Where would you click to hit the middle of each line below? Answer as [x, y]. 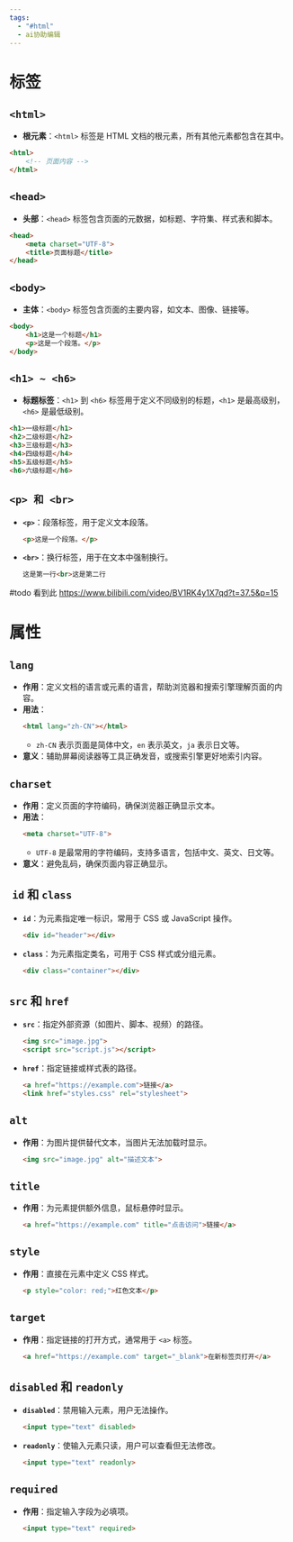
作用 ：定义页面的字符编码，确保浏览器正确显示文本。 [121, 805]
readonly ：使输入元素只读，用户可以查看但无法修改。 [121, 1446]
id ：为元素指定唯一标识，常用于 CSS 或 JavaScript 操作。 [129, 918]
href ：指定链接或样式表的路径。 [82, 1068]
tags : [19, 18]
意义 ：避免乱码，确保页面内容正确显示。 [97, 863]
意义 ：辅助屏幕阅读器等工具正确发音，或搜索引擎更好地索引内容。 [144, 756]
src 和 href [40, 1001]
